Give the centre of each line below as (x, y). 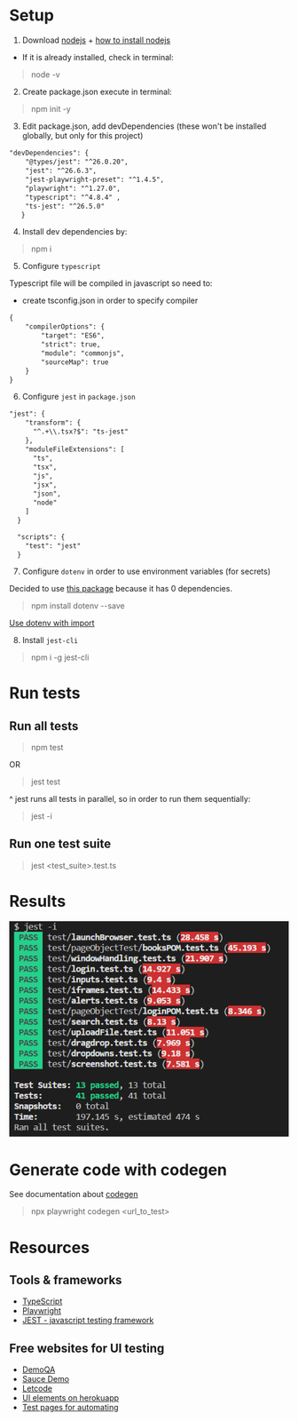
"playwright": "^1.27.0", (73, 188)
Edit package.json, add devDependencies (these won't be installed (144, 126)
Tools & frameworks (66, 1280)
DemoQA (39, 1369)
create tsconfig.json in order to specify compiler (110, 300)
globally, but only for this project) (82, 135)
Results (38, 901)
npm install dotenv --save (78, 606)
